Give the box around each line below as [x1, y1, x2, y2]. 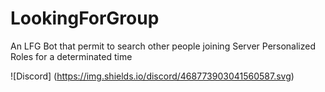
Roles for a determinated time [10, 50, 133, 62]
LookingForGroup [10, 7, 160, 30]
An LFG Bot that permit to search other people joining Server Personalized [10, 40, 317, 52]
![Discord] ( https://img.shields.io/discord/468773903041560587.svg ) [10, 70, 295, 82]
